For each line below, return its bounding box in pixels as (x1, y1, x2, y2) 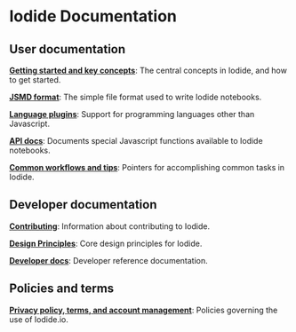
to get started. (9, 75, 61, 85)
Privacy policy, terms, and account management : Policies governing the (9, 304, 278, 315)
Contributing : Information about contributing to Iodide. (9, 220, 211, 232)
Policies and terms (9, 281, 115, 296)
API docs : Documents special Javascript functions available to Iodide (9, 136, 264, 146)
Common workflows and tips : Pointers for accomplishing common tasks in (9, 162, 285, 172)
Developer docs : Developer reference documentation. (9, 255, 209, 265)
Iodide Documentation (9, 6, 178, 27)
